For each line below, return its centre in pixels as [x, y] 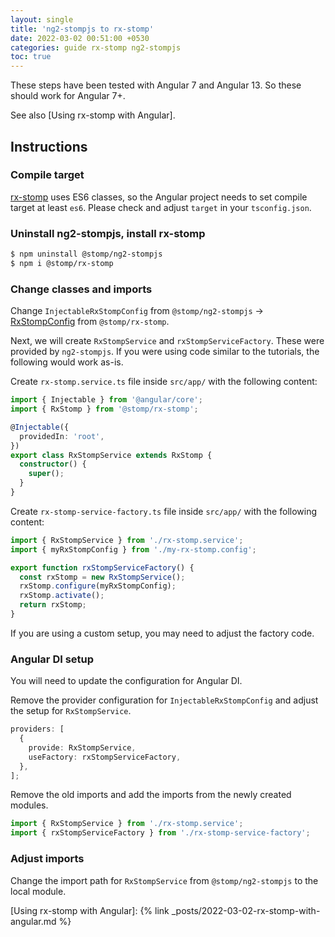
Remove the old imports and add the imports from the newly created [151, 795]
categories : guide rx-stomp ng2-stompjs [96, 47]
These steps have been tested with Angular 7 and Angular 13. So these [156, 85]
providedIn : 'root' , [62, 436]
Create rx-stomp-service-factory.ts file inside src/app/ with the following [164, 511]
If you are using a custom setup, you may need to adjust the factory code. [162, 633]
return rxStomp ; [53, 605]
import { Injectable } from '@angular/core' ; [106, 400]
